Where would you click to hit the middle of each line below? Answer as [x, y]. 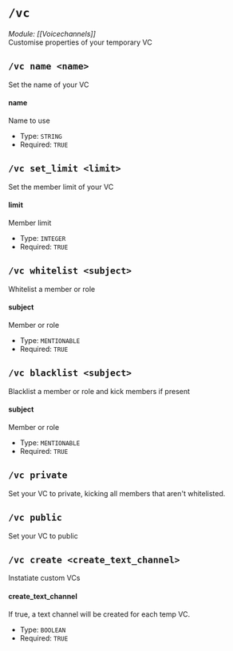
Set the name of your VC [49, 85]
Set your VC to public [43, 535]
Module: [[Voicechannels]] [52, 34]
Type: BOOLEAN [43, 629]
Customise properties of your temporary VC [81, 42]
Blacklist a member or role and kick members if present [99, 391]
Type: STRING [41, 136]
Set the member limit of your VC [61, 187]
